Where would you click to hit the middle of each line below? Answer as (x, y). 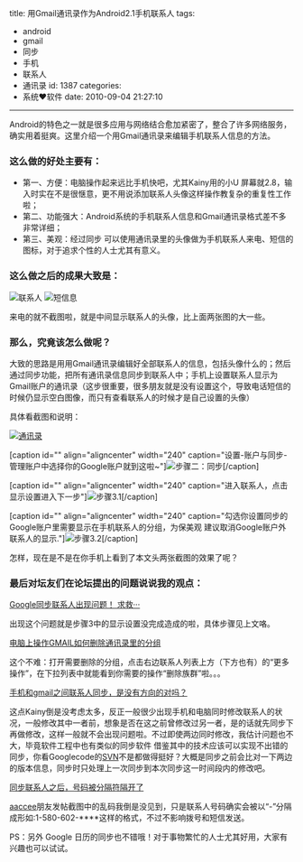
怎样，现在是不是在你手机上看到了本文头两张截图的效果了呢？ (124, 557)
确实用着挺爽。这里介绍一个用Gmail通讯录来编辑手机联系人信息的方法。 (142, 135)
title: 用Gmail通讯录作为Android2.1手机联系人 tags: (102, 13)
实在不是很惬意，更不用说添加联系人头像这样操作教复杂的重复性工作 (165, 194)
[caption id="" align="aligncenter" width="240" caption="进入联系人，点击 (149, 485)
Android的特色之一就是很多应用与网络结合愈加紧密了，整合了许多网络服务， (150, 124)
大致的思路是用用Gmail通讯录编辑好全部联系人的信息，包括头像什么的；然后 (150, 363)
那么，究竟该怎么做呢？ (60, 342)
